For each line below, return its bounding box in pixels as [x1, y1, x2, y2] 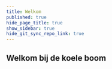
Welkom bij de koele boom [6, 53, 107, 63]
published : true [6, 14, 47, 20]
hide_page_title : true [6, 20, 63, 26]
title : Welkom [6, 8, 42, 15]
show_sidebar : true [6, 25, 55, 32]
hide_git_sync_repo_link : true [6, 31, 84, 37]
